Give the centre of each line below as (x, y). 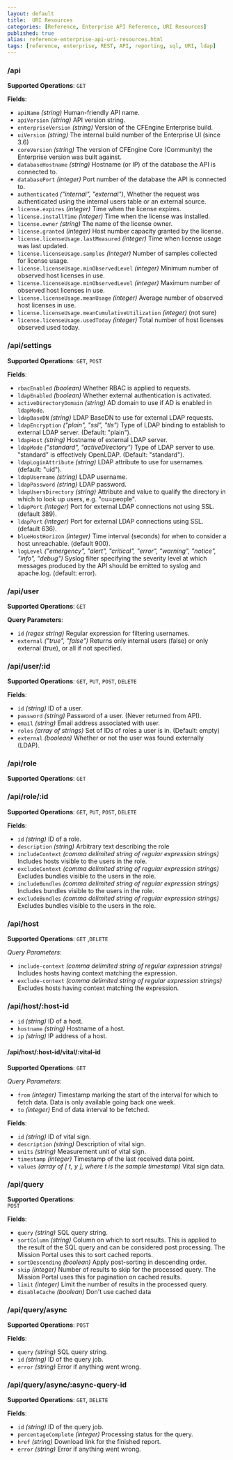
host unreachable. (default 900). (64, 543)
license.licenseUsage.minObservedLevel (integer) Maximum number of (119, 283)
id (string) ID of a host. (50, 1021)
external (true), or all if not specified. (70, 648)
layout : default (31, 14)
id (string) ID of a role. (49, 839)
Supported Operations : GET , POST (55, 360)
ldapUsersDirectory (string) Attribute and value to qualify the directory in (121, 492)
